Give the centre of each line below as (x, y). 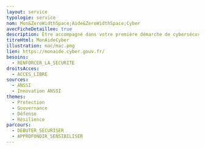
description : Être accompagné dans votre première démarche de (88, 35)
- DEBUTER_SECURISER (38, 131)
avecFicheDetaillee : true (39, 29)
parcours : (19, 125)
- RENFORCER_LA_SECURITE (43, 63)
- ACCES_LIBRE (30, 74)
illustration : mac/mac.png (41, 46)
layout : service (27, 12)
